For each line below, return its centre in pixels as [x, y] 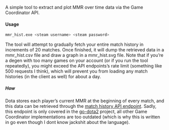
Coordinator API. [22, 13]
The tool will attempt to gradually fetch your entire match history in [74, 44]
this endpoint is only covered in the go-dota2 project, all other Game [76, 112]
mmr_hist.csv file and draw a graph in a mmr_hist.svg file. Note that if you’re [84, 55]
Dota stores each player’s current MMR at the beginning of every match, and [85, 101]
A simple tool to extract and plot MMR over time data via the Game [74, 7]
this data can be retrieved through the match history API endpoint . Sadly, [81, 106]
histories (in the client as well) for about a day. [53, 77]
